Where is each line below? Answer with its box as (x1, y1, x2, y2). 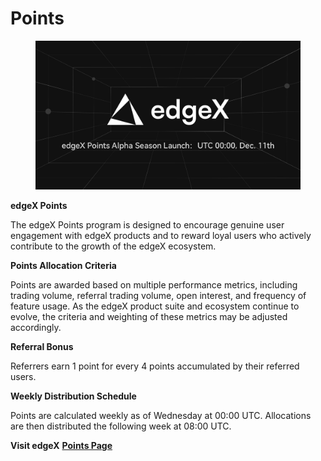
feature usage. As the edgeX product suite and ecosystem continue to (10, 300, 300, 312)
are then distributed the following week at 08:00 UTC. (10, 420, 232, 432)
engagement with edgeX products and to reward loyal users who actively (10, 230, 312, 242)
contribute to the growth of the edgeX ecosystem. (10, 240, 217, 252)
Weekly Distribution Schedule (10, 390, 137, 402)
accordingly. (10, 322, 62, 334)
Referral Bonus (10, 341, 74, 353)
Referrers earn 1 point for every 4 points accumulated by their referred (10, 360, 300, 372)
